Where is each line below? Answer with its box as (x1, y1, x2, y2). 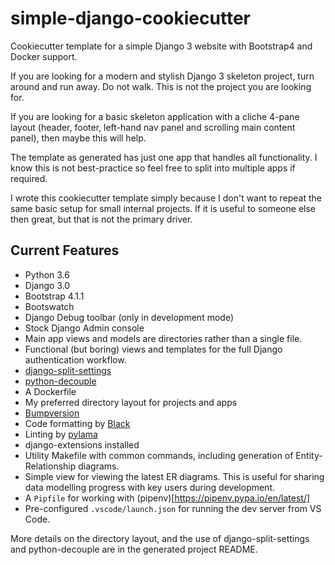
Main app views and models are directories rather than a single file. (24, 332, 303, 344)
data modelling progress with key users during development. (24, 481, 276, 493)
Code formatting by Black (24, 417, 131, 429)
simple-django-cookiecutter (10, 7, 251, 30)
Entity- (295, 449, 323, 461)
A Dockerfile (24, 385, 77, 397)
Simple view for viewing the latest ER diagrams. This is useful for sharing (24, 470, 325, 482)
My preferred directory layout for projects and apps (24, 396, 238, 408)
